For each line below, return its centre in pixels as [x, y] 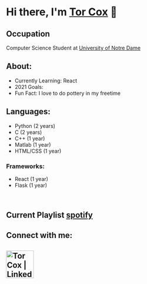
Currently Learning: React [46, 80]
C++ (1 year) [30, 138]
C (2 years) [28, 132]
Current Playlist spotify [49, 215]
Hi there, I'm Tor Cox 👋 [62, 12]
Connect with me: [39, 235]
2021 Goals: [29, 87]
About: [19, 66]
